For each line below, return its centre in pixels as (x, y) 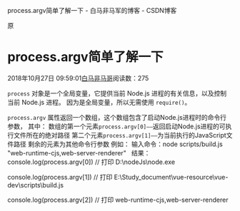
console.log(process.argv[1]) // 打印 (60, 177)
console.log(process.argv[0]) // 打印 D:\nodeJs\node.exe (91, 162)
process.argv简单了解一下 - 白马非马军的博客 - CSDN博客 (92, 10)
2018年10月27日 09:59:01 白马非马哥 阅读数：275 (78, 78)
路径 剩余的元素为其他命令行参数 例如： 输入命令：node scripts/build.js (118, 144)
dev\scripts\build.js (36, 185)
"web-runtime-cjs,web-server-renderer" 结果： (79, 153)
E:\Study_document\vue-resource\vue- (171, 177)
